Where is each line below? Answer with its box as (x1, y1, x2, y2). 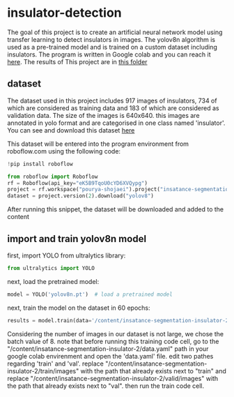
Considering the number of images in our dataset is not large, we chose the (7, 329, 224, 338)
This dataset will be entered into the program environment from (7, 140, 189, 148)
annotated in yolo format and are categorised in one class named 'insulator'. (7, 119, 226, 127)
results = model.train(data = (7, 317, 92, 324)
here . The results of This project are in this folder (7, 57, 148, 66)
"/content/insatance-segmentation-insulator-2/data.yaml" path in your (7, 344, 209, 353)
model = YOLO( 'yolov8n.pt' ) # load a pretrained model (7, 291, 173, 298)
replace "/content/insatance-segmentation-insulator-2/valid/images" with (7, 374, 219, 382)
